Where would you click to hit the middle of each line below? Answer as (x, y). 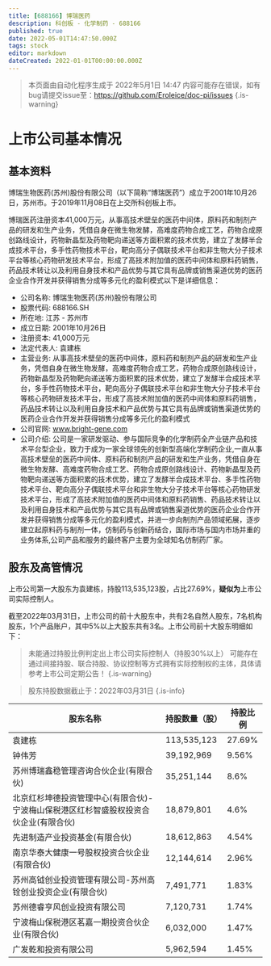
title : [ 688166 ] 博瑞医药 (50, 16)
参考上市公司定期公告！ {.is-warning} (90, 673)
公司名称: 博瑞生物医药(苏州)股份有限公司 (88, 297)
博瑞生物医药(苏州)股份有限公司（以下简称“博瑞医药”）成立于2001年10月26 (133, 192)
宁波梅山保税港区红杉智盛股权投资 (77, 810)
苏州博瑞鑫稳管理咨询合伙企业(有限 (79, 771)
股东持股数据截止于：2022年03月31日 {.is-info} (106, 691)
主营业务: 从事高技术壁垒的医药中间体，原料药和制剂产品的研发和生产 (135, 358)
